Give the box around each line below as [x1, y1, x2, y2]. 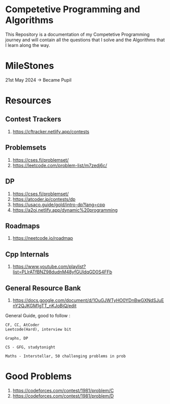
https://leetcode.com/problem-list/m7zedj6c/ [12, 162, 108, 168]
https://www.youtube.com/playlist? [12, 264, 86, 270]
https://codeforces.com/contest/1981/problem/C [12, 387, 114, 393]
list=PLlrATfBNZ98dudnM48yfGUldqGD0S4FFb [12, 269, 113, 275]
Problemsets [5, 143, 47, 152]
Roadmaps [5, 221, 40, 230]
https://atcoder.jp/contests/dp [12, 196, 76, 202]
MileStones [5, 60, 54, 72]
